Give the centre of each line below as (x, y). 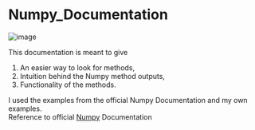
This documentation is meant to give (68, 52)
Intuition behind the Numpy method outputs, (92, 76)
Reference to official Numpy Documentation (80, 116)
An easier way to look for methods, (77, 67)
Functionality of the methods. (68, 85)
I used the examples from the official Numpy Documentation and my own (128, 100)
